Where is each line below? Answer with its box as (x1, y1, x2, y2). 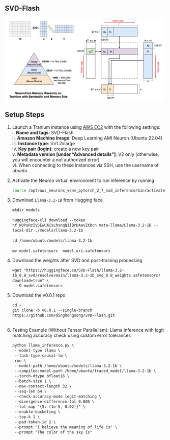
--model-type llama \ (14, 348, 61, 353)
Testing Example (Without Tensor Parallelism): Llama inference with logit (12, 327, 164, 333)
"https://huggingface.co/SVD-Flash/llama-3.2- (23, 268, 124, 273)
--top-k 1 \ (14, 414, 40, 420)
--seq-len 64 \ (14, 389, 47, 394)
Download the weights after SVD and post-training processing (12, 258, 143, 264)
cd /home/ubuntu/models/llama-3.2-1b (12, 238, 93, 243)
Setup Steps (5, 110, 44, 119)
